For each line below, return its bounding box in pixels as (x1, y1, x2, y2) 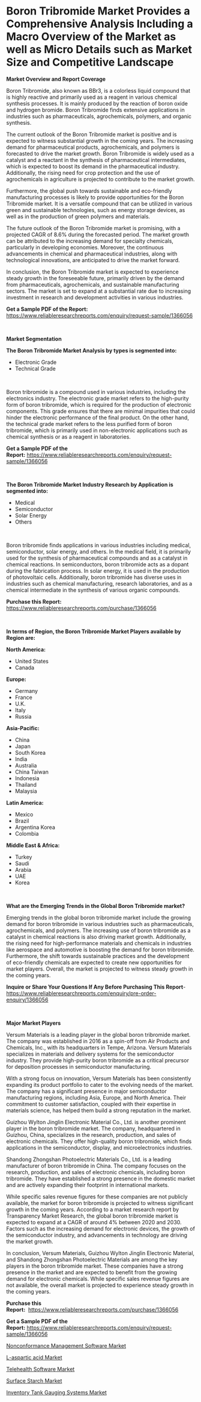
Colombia (14, 830, 39, 837)
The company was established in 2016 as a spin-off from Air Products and (6, 1037, 190, 1045)
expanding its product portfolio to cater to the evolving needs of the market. (6, 1081, 194, 1088)
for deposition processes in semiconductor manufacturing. (6, 1063, 152, 1070)
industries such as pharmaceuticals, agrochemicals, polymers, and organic (6, 113, 192, 120)
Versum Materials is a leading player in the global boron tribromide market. (6, 1031, 191, 1038)
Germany (14, 687, 38, 694)
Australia (14, 762, 37, 769)
